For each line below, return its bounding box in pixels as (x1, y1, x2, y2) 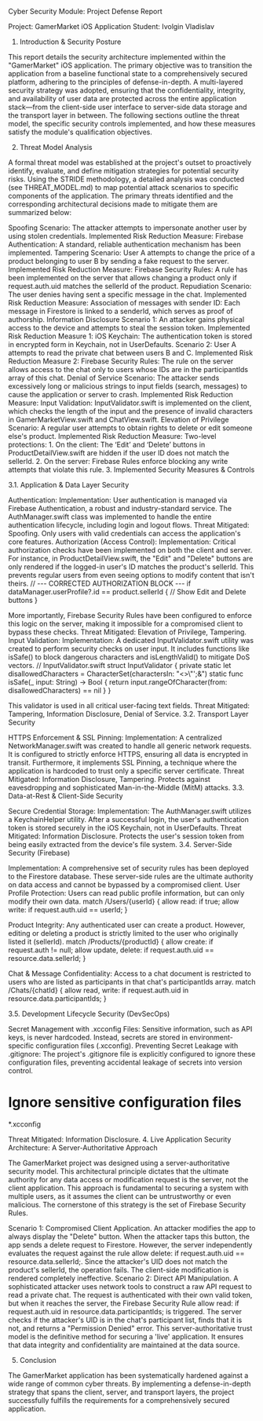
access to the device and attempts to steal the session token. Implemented (8, 323, 250, 332)
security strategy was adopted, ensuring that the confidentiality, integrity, (8, 86, 246, 95)
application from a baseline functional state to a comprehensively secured (8, 69, 248, 78)
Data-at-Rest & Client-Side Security (8, 791, 123, 800)
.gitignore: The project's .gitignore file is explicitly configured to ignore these (8, 1050, 256, 1058)
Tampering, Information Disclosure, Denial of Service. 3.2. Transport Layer (8, 710, 249, 718)
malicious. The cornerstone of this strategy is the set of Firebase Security (8, 1200, 247, 1209)
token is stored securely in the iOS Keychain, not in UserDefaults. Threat (8, 824, 242, 832)
